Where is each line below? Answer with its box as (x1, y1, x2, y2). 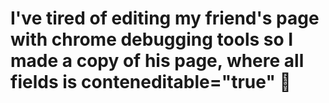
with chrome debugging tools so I (10, 28, 294, 51)
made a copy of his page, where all (10, 50, 305, 72)
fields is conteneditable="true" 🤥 (10, 71, 292, 94)
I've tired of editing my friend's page (10, 7, 320, 30)
